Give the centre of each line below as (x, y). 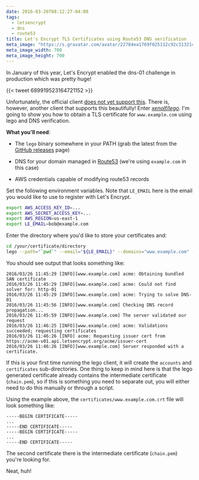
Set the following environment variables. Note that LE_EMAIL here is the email (99, 191)
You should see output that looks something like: (65, 263)
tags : (13, 17)
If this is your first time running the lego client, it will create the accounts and (99, 362)
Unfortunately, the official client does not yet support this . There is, (88, 102)
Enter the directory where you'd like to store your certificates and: (86, 236)
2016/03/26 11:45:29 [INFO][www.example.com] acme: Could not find (91, 284)
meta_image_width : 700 (34, 50)
